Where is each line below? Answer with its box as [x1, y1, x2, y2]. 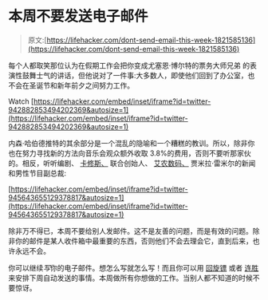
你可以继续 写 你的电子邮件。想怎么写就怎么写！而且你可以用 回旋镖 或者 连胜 [8, 262, 259, 272]
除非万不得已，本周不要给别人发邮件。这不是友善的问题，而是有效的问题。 [8, 226, 253, 235]
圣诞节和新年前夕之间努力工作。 [29, 81, 134, 90]
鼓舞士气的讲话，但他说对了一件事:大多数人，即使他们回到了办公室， [22, 70, 249, 80]
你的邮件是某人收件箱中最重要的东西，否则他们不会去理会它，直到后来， [14, 236, 253, 246]
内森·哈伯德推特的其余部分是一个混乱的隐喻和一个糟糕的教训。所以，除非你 [8, 138, 255, 148]
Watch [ [8, 97, 34, 106]
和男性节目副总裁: [8, 168, 67, 178]
